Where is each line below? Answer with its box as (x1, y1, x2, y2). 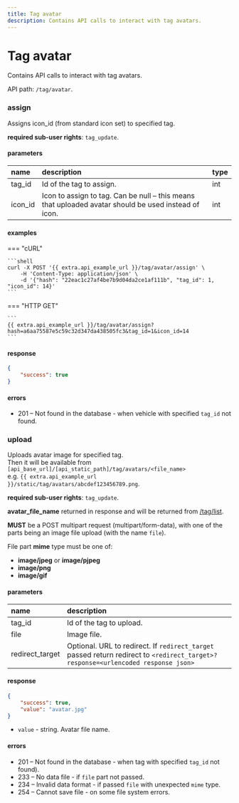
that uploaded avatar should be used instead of (41, 199, 200, 209)
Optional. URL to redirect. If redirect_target (66, 641, 215, 651)
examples (7, 229, 37, 237)
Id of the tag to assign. (41, 179, 117, 189)
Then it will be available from (7, 458, 92, 467)
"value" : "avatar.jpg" (20, 705, 87, 713)
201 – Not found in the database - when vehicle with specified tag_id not (17, 409, 231, 418)
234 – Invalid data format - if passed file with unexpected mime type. (17, 780, 221, 789)
